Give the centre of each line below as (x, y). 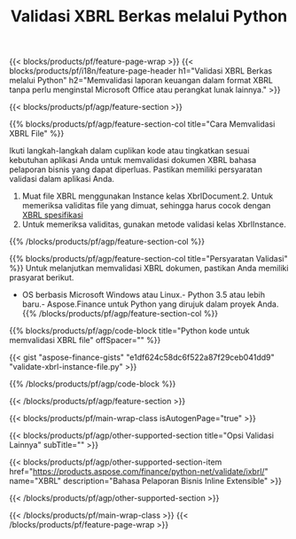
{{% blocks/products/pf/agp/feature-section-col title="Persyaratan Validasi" (148, 259)
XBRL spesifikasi (53, 215)
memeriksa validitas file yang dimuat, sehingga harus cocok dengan (146, 206)
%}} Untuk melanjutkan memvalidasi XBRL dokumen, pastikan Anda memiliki (149, 269)
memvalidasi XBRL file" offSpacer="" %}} (85, 340)
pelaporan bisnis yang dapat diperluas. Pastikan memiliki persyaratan (136, 169)
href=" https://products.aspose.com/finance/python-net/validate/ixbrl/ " (139, 472)
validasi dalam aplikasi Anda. (62, 179)
